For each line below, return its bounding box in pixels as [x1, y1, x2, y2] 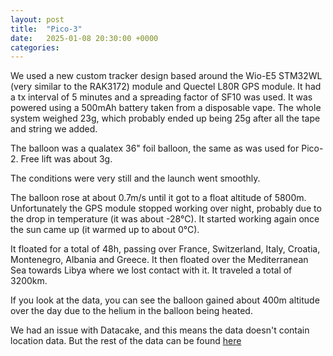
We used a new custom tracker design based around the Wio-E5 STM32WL [10, 70, 323, 82]
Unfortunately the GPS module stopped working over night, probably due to [10, 202, 322, 215]
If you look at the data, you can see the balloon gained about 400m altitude [10, 294, 320, 306]
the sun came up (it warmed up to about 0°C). [10, 224, 200, 236]
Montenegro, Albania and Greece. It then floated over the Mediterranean [10, 254, 309, 266]
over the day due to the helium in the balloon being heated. [10, 305, 253, 317]
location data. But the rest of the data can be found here [10, 335, 242, 347]
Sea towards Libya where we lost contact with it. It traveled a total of [10, 264, 293, 276]
